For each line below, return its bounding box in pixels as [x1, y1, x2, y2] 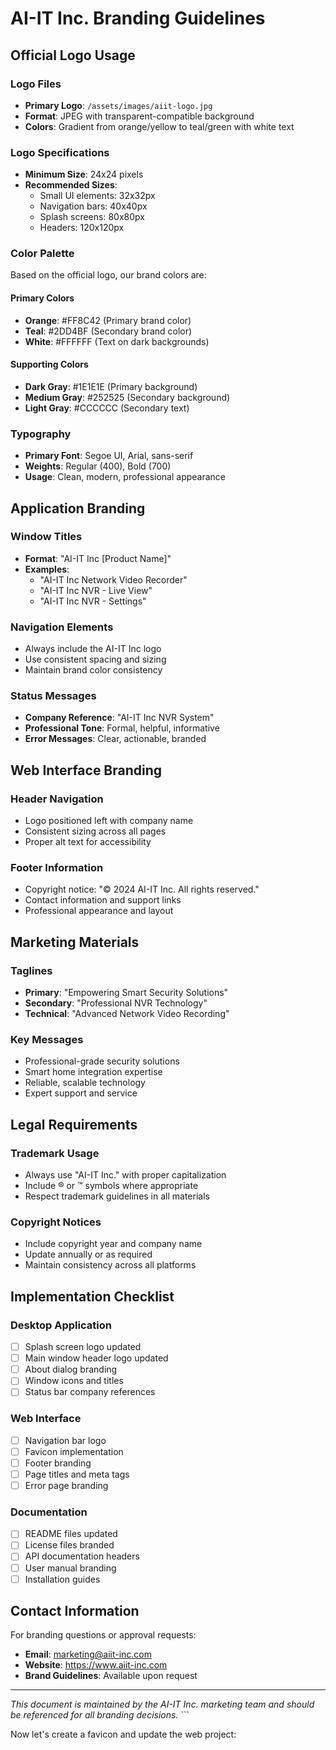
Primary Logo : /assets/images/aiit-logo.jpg [24, 99, 213, 111]
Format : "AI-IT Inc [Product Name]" [24, 552, 172, 564]
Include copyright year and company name [24, 1238, 203, 1250]
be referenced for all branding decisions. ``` [10, 1709, 190, 1721]
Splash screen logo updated [24, 1341, 142, 1353]
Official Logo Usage [10, 47, 136, 64]
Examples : [24, 563, 70, 575]
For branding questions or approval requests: [10, 1629, 197, 1641]
